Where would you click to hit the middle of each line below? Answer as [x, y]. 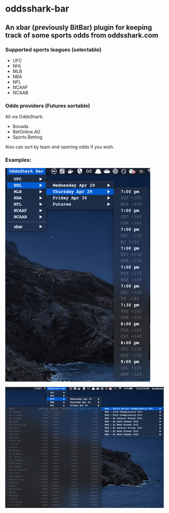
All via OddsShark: [24, 117]
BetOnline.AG [26, 132]
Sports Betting [27, 137]
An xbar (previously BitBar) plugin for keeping [79, 27]
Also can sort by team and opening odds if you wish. [60, 147]
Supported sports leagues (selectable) [53, 49]
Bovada [20, 126]
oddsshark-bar [37, 9]
